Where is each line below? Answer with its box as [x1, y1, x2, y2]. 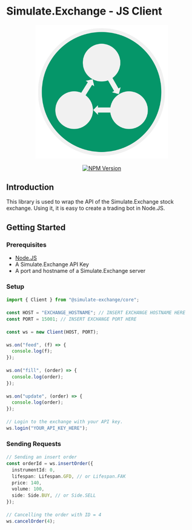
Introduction [6, 182, 55, 193]
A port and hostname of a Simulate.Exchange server [15, 267, 146, 275]
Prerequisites [6, 240, 47, 249]
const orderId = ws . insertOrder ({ [6, 460, 94, 466]
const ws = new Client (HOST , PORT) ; [6, 329, 99, 335]
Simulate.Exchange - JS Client [6, 4, 162, 18]
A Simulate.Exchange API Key [15, 261, 89, 268]
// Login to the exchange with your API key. [6, 419, 123, 425]
